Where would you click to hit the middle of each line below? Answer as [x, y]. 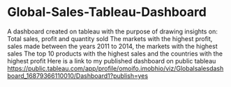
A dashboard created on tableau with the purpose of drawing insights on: [113, 31]
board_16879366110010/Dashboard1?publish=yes [78, 76]
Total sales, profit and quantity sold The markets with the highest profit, [110, 38]
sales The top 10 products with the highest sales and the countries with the [115, 54]
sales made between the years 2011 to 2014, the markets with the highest [112, 46]
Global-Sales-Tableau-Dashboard [107, 12]
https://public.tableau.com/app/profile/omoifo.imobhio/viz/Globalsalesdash [115, 68]
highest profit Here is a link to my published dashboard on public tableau [112, 61]
